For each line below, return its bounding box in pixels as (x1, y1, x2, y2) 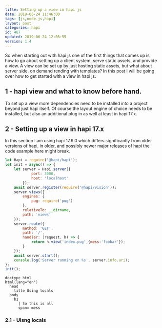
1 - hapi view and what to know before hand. (5, 87, 142, 96)
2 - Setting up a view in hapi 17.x (5, 125, 104, 133)
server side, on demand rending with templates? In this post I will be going (5, 68, 155, 74)
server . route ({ (14, 221, 45, 226)
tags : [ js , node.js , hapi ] (5, 16, 56, 21)
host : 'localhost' (31, 175, 69, 181)
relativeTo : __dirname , (22, 208, 71, 213)
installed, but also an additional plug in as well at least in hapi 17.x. (5, 110, 138, 116)
